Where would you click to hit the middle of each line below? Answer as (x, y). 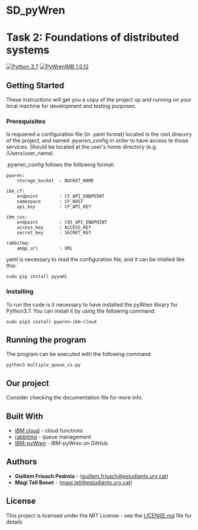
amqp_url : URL (45, 248)
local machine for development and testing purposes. (71, 106)
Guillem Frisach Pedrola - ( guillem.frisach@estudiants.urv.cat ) (92, 476)
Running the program (46, 340)
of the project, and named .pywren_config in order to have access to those (97, 141)
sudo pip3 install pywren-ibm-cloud (51, 321)
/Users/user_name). (31, 153)
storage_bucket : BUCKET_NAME (55, 181)
